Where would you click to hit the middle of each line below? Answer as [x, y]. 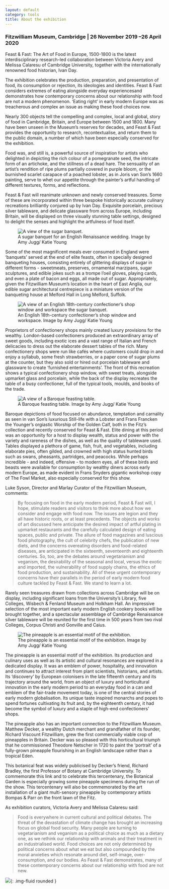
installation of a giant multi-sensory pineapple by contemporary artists [78, 792]
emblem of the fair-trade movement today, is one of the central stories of [81, 692]
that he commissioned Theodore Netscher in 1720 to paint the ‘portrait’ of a [83, 745]
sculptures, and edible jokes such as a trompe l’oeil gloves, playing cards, [81, 273]
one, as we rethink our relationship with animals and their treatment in [90, 838]
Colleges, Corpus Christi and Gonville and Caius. [56, 625]
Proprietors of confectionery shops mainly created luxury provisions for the [83, 330]
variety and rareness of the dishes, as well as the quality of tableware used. [83, 440]
